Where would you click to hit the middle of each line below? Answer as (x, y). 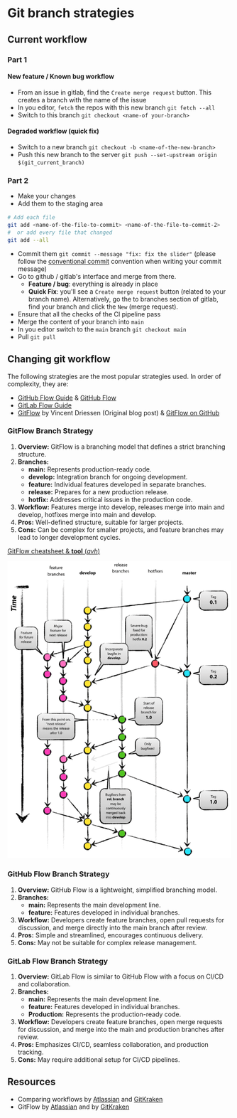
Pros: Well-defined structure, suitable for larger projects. (101, 522)
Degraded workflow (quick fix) (53, 131)
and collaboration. (44, 984)
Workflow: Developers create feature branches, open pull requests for (121, 920)
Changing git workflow (59, 360)
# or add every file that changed (60, 233)
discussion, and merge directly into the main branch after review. (112, 927)
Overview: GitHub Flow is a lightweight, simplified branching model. (117, 890)
